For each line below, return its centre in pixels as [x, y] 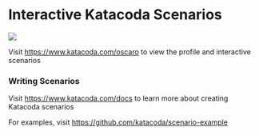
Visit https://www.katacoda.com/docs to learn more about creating [118, 98]
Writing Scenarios [44, 81]
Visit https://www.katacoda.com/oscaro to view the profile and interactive [130, 52]
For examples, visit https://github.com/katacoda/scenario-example [118, 122]
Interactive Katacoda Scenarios [115, 15]
